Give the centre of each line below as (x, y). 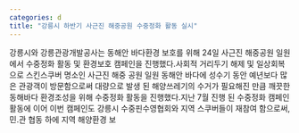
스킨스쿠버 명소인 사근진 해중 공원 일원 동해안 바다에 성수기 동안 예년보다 (152, 75)
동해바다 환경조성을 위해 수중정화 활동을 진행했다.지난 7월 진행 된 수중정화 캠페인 (149, 97)
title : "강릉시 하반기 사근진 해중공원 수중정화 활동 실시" (104, 26)
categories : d (36, 17)
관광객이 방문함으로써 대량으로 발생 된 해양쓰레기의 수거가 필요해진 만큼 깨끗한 (154, 86)
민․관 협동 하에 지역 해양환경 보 (63, 119)
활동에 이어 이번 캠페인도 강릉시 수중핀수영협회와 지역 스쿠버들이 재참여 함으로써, (150, 108)
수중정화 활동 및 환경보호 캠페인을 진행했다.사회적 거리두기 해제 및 (140, 63)
